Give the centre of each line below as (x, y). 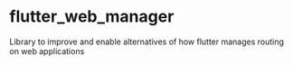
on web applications (47, 51)
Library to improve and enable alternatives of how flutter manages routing (147, 42)
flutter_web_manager (92, 17)
